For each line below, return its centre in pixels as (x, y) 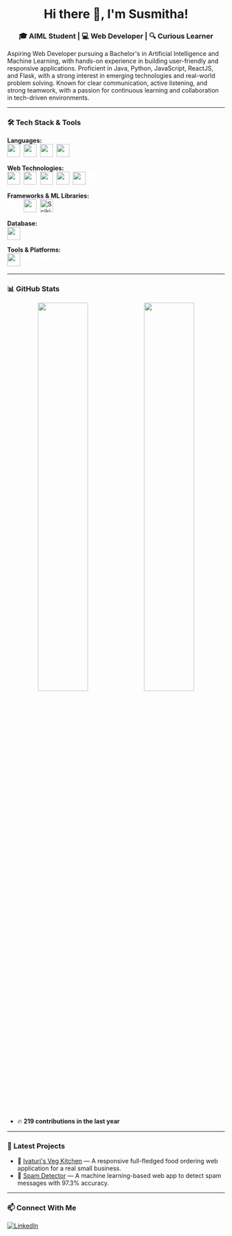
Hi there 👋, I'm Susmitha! (116, 14)
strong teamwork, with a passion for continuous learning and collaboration (113, 91)
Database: (22, 223)
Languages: (25, 140)
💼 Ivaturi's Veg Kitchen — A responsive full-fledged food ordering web (118, 1161)
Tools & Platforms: (34, 250)
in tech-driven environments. (48, 98)
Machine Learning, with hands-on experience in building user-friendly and (113, 61)
